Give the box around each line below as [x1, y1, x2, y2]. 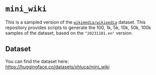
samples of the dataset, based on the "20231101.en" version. [5, 30, 133, 36]
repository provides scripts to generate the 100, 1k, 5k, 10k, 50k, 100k [5, 24, 151, 31]
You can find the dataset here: [5, 58, 69, 64]
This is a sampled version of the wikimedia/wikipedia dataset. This [5, 19, 146, 25]
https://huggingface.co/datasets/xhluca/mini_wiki [5, 63, 110, 70]
